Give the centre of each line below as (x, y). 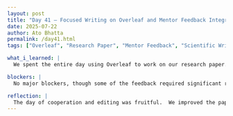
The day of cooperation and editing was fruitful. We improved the (114, 102)
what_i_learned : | (34, 58)
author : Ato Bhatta (35, 33)
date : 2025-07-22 (32, 26)
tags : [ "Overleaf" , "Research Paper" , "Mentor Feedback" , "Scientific (111, 46)
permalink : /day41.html (42, 39)
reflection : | (28, 96)
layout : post (26, 13)
